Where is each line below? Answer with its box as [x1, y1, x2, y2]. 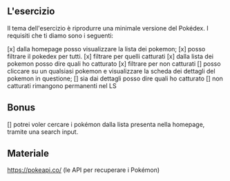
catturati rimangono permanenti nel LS [7, 81, 117, 89]
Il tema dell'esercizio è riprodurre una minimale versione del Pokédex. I [7, 24, 209, 32]
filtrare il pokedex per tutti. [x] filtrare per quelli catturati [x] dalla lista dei [7, 52, 214, 60]
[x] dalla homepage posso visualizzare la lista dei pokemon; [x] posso [7, 44, 206, 53]
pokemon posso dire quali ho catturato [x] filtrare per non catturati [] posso [7, 59, 221, 68]
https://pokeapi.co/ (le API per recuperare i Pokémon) [7, 166, 160, 174]
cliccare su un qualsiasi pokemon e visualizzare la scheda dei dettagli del [7, 67, 215, 75]
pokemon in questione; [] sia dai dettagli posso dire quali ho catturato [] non [7, 74, 223, 83]
